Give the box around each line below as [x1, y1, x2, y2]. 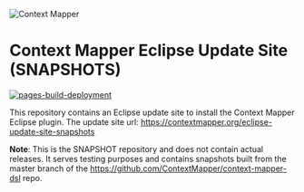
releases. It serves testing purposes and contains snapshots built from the [9, 153, 288, 164]
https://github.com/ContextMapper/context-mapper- [90, 163, 288, 174]
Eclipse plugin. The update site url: [9, 116, 139, 127]
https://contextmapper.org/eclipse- [140, 116, 272, 127]
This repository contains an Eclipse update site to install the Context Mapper [9, 107, 295, 118]
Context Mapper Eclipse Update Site [9, 41, 289, 61]
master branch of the [9, 163, 89, 174]
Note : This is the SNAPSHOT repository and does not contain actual [9, 143, 264, 154]
